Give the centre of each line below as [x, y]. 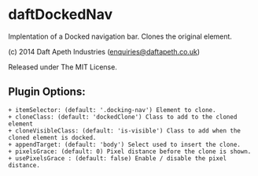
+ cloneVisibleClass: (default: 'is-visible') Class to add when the [125, 131]
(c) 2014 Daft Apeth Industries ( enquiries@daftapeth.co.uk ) [104, 51]
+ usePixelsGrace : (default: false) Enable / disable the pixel [117, 158]
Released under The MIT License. [63, 67]
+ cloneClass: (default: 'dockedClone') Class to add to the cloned [123, 117]
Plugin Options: [47, 92]
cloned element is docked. [52, 137]
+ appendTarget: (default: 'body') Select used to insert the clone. [125, 144]
